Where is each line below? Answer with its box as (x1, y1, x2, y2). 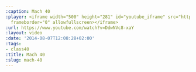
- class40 (5, 46, 30, 52)
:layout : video (5, 30, 43, 36)
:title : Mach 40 (5, 52, 45, 57)
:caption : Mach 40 (5, 8, 50, 15)
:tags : (5, 41, 22, 47)
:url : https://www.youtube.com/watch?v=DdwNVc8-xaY (5, 24, 134, 31)
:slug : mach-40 (5, 57, 43, 63)
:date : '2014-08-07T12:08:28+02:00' (5, 35, 95, 41)
